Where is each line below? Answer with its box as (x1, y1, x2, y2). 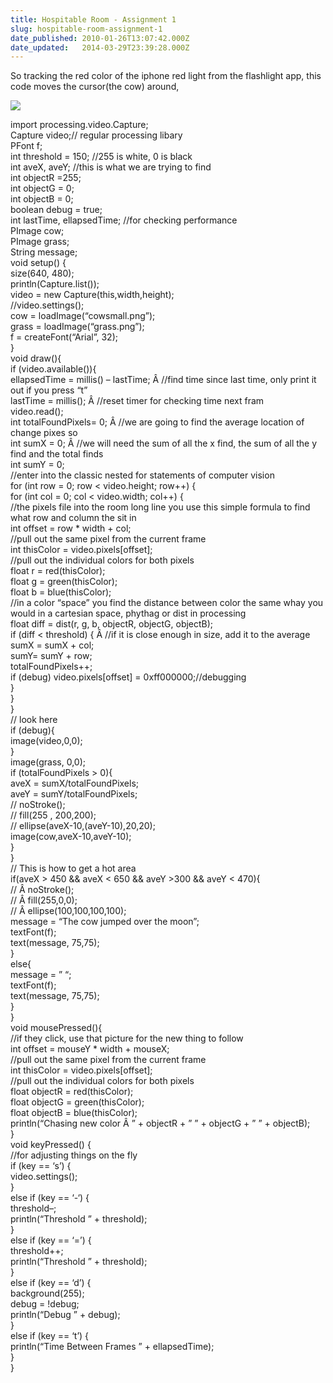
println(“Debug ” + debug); (10, 1309, 121, 1321)
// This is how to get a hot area (10, 862, 137, 875)
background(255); (10, 1287, 85, 1300)
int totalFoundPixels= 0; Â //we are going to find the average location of (10, 416, 305, 428)
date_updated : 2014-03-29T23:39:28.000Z (10, 42, 190, 53)
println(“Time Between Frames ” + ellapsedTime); (10, 1341, 215, 1353)
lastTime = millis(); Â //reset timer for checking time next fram (10, 395, 265, 407)
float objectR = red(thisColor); (10, 1086, 134, 1098)
